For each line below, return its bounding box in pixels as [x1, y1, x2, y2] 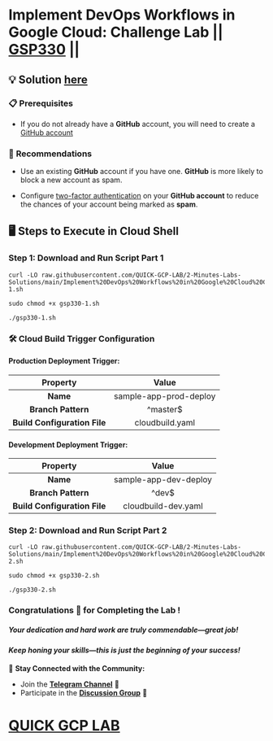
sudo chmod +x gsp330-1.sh [8, 299, 100, 307]
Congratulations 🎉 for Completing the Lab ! [8, 604, 181, 616]
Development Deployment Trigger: [8, 439, 128, 449]
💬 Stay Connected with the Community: [8, 663, 145, 673]
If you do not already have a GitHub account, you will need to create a [19, 119, 256, 129]
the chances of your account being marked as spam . [19, 199, 198, 209]
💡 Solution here [8, 72, 88, 86]
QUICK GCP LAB [8, 717, 120, 735]
